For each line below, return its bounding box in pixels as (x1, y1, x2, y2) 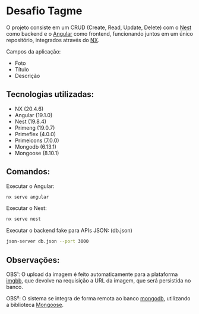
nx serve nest (6, 216, 42, 222)
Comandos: (6, 167, 50, 177)
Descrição (14, 72, 40, 79)
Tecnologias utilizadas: (6, 89, 94, 99)
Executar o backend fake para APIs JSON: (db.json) (6, 227, 132, 234)
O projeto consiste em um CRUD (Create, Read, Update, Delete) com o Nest (6, 24, 192, 31)
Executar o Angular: (6, 183, 55, 190)
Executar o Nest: (6, 205, 47, 212)
